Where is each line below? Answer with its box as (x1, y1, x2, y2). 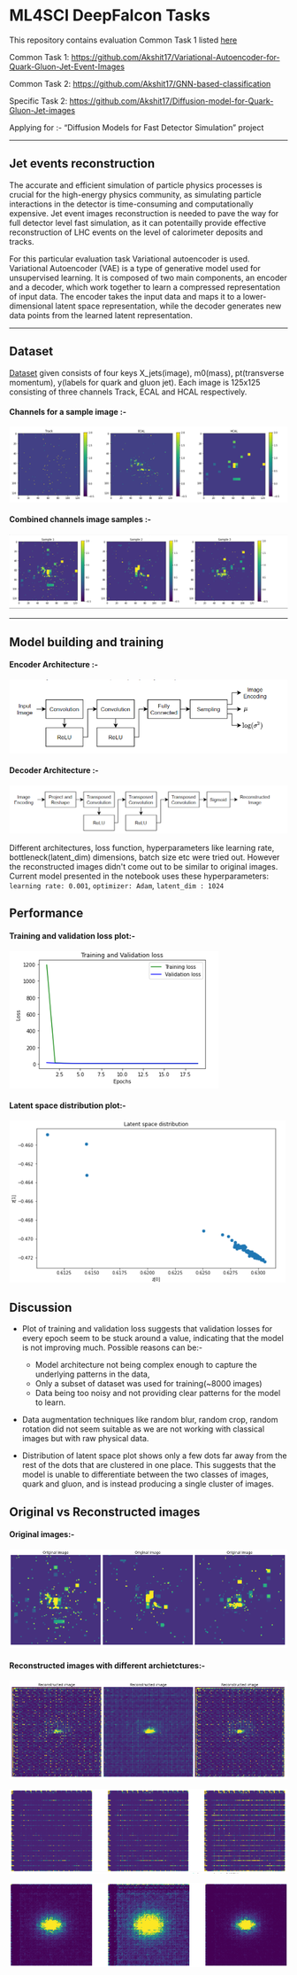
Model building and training (9, 635, 164, 650)
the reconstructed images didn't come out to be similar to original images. (9, 862, 278, 872)
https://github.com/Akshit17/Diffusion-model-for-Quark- (69, 95, 274, 106)
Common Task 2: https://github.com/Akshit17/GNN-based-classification (9, 78, 271, 89)
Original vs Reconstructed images (9, 1504, 201, 1519)
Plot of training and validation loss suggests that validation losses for (21, 1323, 273, 1334)
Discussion (9, 1300, 72, 1315)
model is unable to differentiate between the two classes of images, (21, 1469, 270, 1480)
